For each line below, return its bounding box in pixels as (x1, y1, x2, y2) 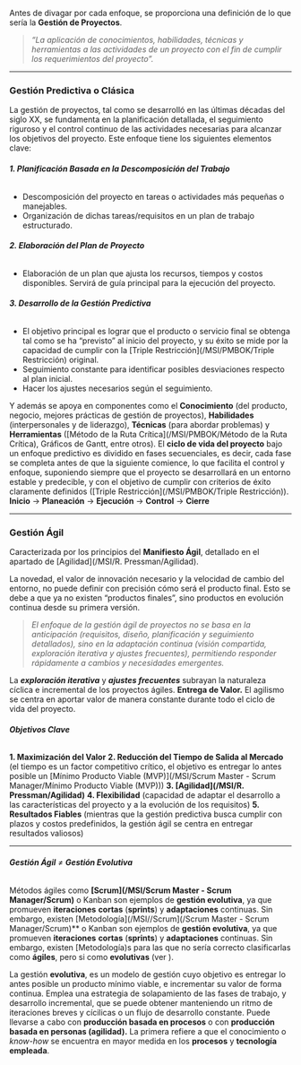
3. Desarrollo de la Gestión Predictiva (9, 298, 151, 308)
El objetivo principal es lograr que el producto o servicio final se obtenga (21, 325, 291, 336)
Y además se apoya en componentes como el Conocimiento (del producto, (9, 400, 288, 411)
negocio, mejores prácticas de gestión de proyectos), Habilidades (9, 410, 254, 420)
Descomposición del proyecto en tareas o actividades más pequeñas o (21, 191, 285, 202)
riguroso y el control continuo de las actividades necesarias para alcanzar (9, 124, 282, 134)
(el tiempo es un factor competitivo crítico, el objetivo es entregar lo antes (9, 761, 282, 772)
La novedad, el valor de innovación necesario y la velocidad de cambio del (9, 574, 285, 584)
